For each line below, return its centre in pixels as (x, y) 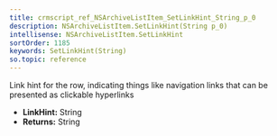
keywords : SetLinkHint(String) (68, 51)
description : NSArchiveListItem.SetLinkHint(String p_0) (119, 26)
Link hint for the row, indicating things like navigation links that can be (139, 85)
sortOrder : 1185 (40, 43)
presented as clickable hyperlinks (72, 95)
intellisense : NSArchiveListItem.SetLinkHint (96, 34)
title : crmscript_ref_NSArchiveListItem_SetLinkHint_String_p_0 (133, 18)
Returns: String (51, 122)
